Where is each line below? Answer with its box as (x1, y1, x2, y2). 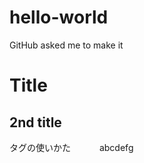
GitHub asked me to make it (9, 39, 124, 51)
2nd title (9, 114, 62, 131)
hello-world (9, 6, 109, 29)
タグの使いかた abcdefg (9, 141, 134, 153)
